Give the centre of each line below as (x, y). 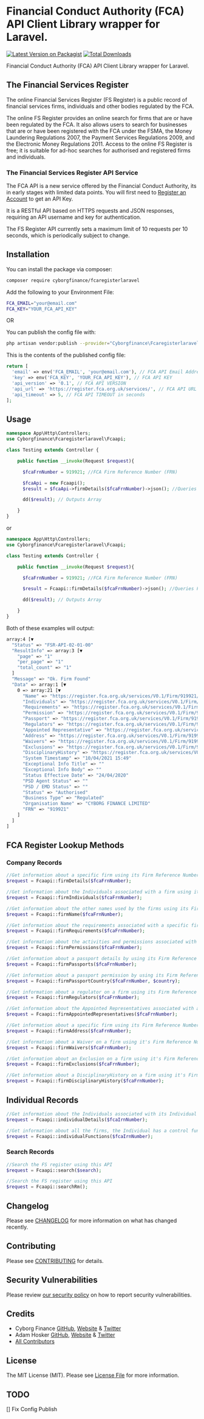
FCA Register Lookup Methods (65, 845)
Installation (28, 254)
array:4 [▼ (20, 639)
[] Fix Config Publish (32, 1409)
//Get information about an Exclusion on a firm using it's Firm (90, 1059)
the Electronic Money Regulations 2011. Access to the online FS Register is (99, 144)
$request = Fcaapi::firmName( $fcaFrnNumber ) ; (65, 914)
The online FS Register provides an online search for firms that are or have (99, 118)
